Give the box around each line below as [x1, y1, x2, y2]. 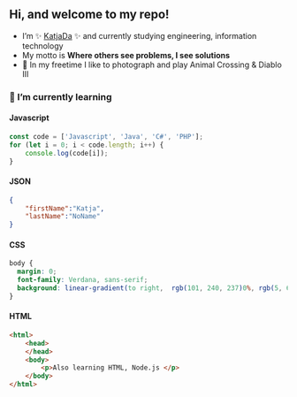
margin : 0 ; [17, 267, 57, 277]
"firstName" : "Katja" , [25, 203, 104, 213]
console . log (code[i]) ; [25, 149, 109, 157]
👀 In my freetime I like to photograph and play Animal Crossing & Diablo [21, 59, 283, 70]
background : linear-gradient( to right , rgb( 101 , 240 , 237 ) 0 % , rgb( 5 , [17, 283, 283, 293]
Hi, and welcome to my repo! [9, 7, 170, 22]
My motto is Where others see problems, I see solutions [21, 50, 231, 60]
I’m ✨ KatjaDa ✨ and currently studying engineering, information [21, 30, 257, 41]
